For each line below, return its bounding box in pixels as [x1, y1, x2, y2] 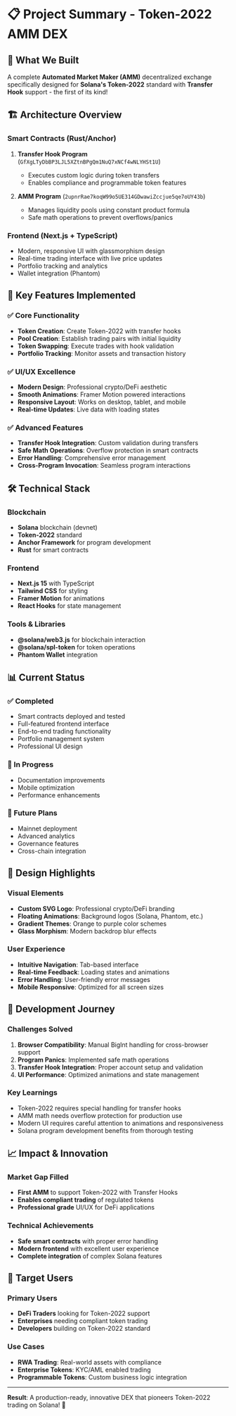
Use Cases [7, 1342, 45, 1352]
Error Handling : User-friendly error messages [17, 975, 151, 983]
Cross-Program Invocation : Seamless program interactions [17, 461, 191, 470]
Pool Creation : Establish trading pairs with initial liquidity [17, 334, 181, 342]
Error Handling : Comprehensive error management [17, 454, 166, 462]
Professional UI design [17, 742, 83, 751]
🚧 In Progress [7, 759, 54, 769]
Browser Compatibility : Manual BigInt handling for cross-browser [17, 1041, 209, 1049]
